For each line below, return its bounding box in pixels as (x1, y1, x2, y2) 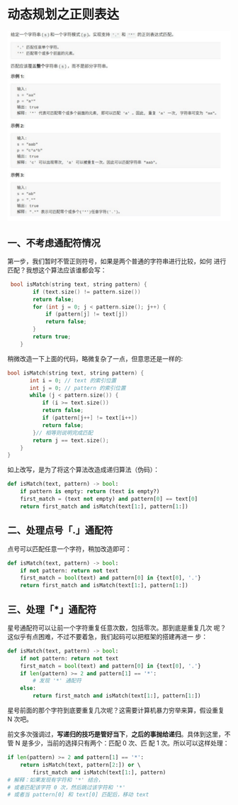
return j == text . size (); (33, 437, 110, 444)
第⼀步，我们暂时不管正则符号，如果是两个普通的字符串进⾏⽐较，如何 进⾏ (7, 257, 227, 265)
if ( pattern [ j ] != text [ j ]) (45, 311, 129, 318)
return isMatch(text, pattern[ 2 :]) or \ (20, 761, 141, 768)
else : (20, 685, 37, 692)
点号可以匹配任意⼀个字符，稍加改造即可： (7, 544, 132, 553)
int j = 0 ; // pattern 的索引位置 (29, 384, 126, 392)
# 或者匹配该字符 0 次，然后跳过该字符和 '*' (7, 784, 126, 791)
